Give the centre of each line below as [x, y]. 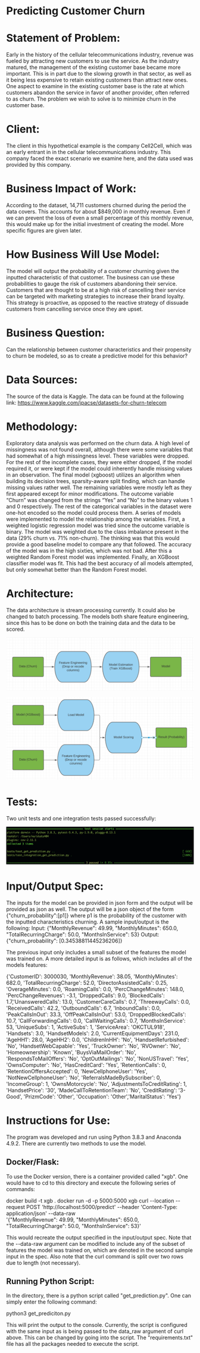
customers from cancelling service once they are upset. [75, 309]
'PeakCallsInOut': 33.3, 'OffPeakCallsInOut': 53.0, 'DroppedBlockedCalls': [96, 1014]
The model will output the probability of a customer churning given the [93, 271]
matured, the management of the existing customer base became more [93, 67]
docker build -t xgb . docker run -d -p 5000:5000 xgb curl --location [90, 1201]
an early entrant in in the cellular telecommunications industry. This [89, 152]
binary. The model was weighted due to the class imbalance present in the [97, 531]
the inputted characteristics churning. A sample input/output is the [87, 922]
